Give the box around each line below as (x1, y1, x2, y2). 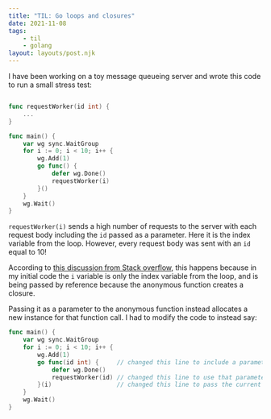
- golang (23, 42, 52, 50)
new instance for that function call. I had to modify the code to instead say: (8, 313, 257, 322)
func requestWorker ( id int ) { (8, 102, 110, 110)
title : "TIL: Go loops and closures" (8, 11, 135, 20)
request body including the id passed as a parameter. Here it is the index (8, 230, 251, 240)
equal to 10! (8, 247, 47, 257)
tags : (8, 27, 27, 35)
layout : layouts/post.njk (8, 49, 95, 57)
